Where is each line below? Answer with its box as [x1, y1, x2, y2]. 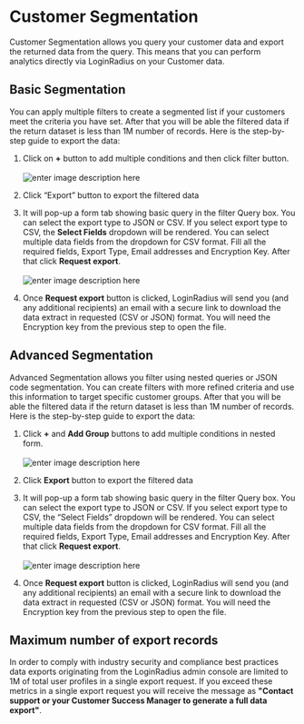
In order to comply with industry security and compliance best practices [9, 657, 279, 668]
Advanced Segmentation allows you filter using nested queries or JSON [9, 372, 279, 382]
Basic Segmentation [9, 82, 126, 97]
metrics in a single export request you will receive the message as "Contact [9, 686, 294, 697]
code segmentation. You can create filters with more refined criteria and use [9, 382, 295, 392]
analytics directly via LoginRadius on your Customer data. [9, 55, 225, 66]
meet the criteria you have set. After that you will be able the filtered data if [9, 115, 289, 126]
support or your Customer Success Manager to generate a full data [9, 695, 268, 706]
